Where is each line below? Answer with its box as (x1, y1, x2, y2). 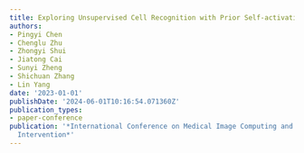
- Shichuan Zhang (9, 72, 75, 81)
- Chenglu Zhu (9, 38, 63, 48)
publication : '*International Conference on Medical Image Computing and (9, 122, 294, 131)
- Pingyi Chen (9, 30, 63, 39)
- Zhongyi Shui (9, 47, 67, 56)
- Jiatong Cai (9, 55, 63, 64)
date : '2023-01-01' (9, 88, 83, 97)
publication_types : (9, 105, 83, 114)
